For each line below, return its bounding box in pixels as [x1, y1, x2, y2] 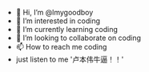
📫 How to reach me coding [15, 42, 107, 51]
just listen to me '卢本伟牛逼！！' [15, 54, 124, 64]
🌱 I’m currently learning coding [15, 25, 119, 34]
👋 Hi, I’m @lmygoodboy [15, 8, 94, 17]
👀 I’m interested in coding [15, 16, 101, 26]
